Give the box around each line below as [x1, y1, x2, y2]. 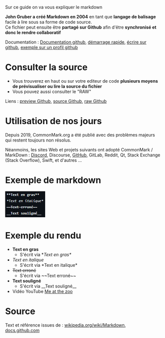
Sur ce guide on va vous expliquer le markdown [5, 4, 103, 10]
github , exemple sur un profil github [5, 45, 78, 50]
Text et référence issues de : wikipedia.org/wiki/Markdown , [5, 322, 126, 328]
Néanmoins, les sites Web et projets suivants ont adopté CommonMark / [5, 146, 153, 152]
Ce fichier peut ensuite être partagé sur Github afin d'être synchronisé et [5, 24, 157, 30]
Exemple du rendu [5, 230, 82, 241]
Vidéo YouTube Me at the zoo [12, 288, 73, 294]
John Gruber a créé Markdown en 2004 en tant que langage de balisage [5, 14, 156, 19]
